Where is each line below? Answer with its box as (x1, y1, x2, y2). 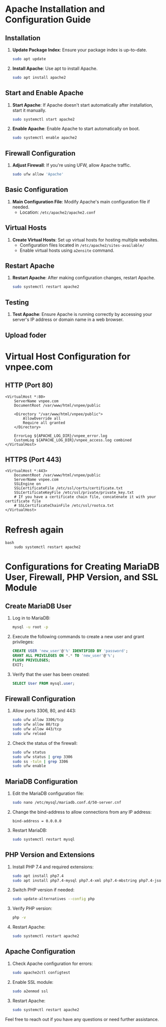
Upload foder (5, 331, 47, 339)
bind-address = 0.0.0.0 (12, 819, 62, 824)
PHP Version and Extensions (5, 850, 95, 859)
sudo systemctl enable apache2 (12, 135, 77, 140)
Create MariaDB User (5, 602, 72, 610)
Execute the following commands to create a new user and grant (12, 634, 145, 640)
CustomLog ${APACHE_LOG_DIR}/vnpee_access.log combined (14, 437, 132, 442)
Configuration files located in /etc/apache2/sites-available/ (19, 242, 145, 248)
